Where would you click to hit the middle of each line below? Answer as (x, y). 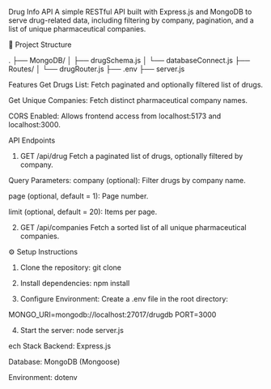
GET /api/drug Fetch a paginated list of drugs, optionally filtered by (131, 156)
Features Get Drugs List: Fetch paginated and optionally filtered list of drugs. (136, 85)
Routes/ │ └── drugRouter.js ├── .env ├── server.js (97, 69)
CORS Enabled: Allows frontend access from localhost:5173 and (115, 116)
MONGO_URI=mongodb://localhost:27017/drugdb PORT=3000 (112, 314)
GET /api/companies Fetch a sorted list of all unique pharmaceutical (133, 227)
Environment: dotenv (43, 377)
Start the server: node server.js (72, 330)
